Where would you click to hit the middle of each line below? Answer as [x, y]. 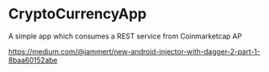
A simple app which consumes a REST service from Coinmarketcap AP [125, 36]
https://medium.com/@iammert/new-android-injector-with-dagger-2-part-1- [134, 51]
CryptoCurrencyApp [77, 14]
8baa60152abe [33, 60]
